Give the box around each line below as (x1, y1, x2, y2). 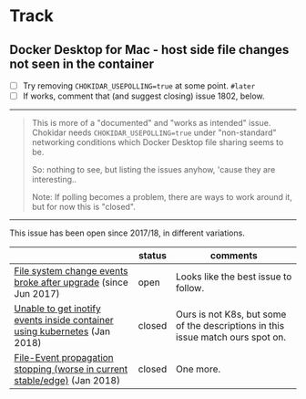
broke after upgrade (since (14, 276, 129, 289)
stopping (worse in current (14, 362, 128, 375)
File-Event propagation (14, 352, 114, 364)
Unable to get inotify (14, 302, 102, 315)
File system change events (14, 265, 128, 278)
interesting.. (31, 174, 77, 185)
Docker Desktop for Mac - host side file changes (9, 42, 290, 58)
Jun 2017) (14, 288, 61, 300)
